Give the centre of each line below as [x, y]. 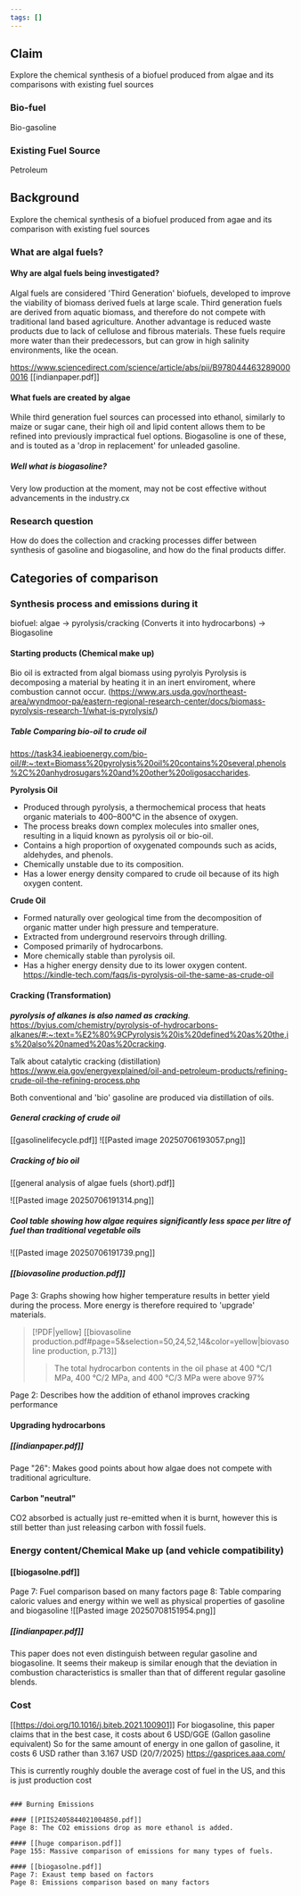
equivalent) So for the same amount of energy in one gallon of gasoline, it [145, 1743]
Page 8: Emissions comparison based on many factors [110, 1882]
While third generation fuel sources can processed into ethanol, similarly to [148, 417]
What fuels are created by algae [70, 397]
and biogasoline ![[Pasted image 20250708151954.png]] [113, 1611]
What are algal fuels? [57, 252]
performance [34, 1405]
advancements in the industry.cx [70, 498]
